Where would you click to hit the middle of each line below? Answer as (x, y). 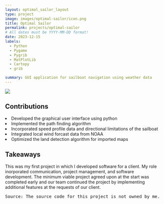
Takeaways (23, 155)
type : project (20, 14)
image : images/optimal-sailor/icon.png (46, 19)
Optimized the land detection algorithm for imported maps (70, 139)
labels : (13, 42)
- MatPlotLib (23, 60)
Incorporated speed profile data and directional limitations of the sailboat (85, 129)
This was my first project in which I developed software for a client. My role (81, 166)
